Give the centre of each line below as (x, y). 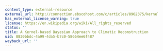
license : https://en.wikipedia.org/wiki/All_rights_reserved (68, 23)
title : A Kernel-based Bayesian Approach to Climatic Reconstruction (77, 32)
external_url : (19, 14)
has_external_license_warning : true (42, 18)
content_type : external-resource (39, 9)
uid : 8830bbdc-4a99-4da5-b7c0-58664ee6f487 (50, 37)
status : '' (16, 28)
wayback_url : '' (21, 41)
